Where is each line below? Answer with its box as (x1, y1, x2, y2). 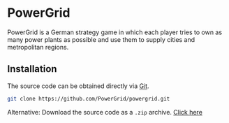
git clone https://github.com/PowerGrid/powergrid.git (7, 95, 170, 102)
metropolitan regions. (7, 43, 69, 51)
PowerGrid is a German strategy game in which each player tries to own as (7, 28, 222, 36)
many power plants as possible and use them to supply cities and (7, 35, 195, 43)
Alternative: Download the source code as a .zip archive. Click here (7, 108, 202, 116)
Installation (7, 63, 57, 75)
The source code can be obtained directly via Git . (7, 82, 149, 90)
